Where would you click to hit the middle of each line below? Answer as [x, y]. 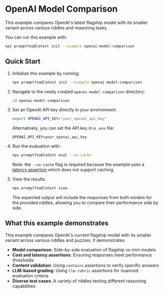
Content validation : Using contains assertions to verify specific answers [85, 265]
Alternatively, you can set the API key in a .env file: [63, 128]
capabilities [24, 286]
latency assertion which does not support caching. [63, 170]
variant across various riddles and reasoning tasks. [57, 27]
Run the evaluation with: [36, 146]
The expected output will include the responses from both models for [82, 197]
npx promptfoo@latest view [40, 188]
